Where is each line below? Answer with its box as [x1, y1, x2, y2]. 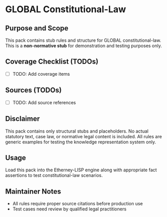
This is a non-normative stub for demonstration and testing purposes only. [5, 43, 162, 49]
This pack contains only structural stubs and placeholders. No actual [5, 128, 149, 134]
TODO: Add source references [12, 99, 76, 105]
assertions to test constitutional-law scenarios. [5, 172, 103, 178]
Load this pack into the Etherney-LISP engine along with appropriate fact [5, 167, 157, 173]
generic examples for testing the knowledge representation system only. [5, 139, 156, 145]
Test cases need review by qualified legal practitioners [12, 206, 127, 212]
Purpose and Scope [5, 24, 68, 33]
